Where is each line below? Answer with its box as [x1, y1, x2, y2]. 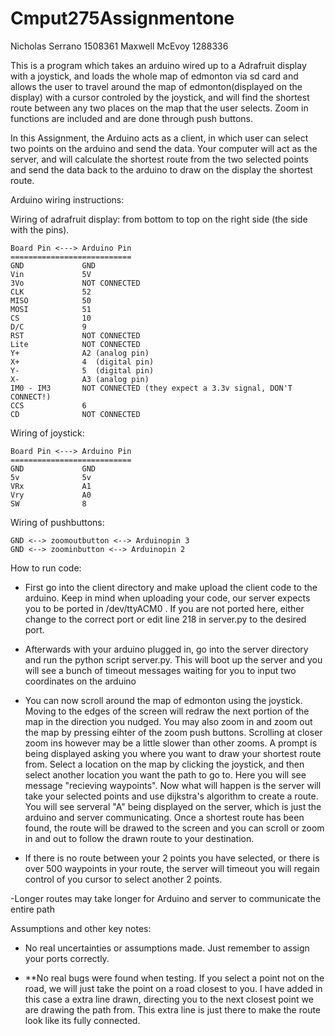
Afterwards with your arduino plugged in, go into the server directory [24, 643, 309, 655]
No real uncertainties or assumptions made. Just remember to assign [24, 942, 310, 954]
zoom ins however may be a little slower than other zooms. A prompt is [24, 737, 318, 749]
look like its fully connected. [24, 1014, 141, 1026]
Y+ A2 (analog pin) [10, 348, 150, 358]
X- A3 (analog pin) [10, 374, 150, 384]
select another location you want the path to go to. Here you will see [24, 768, 307, 781]
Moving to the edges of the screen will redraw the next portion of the [24, 705, 310, 717]
